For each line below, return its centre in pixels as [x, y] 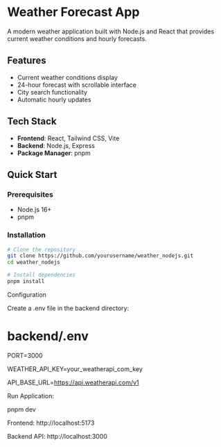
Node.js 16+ [34, 210]
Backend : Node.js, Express [56, 145]
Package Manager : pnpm [54, 153]
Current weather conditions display [67, 77]
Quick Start [32, 174]
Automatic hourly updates [54, 99]
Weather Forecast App [73, 12]
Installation [27, 235]
